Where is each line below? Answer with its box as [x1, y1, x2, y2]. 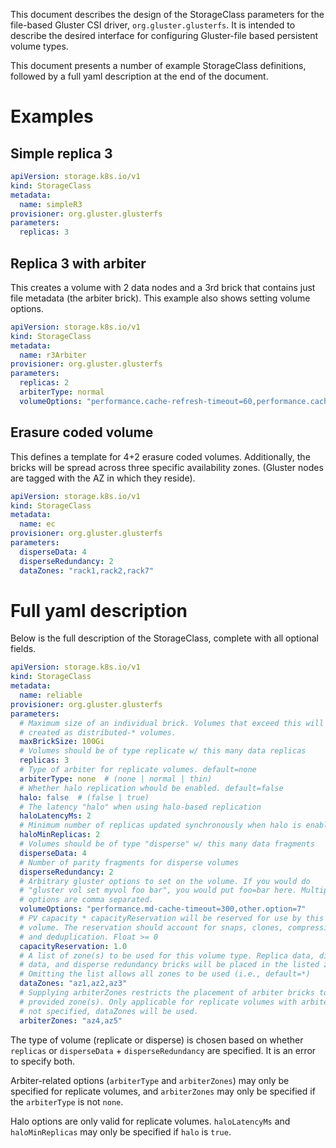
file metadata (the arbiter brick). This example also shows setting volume [10, 292, 311, 304]
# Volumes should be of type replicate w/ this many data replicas [19, 746, 307, 756]
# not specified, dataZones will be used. [19, 1006, 199, 1016]
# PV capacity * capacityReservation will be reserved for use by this [19, 914, 325, 924]
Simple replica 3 [10, 145, 113, 162]
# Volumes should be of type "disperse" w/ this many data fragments [19, 839, 315, 849]
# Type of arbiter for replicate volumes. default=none [19, 765, 257, 775]
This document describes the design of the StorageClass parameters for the [10, 9, 325, 20]
